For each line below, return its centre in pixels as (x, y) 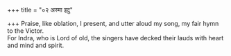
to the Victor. (26, 31)
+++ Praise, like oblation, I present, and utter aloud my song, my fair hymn (113, 24)
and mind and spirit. (36, 45)
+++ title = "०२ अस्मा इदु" (40, 10)
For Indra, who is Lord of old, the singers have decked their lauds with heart (115, 38)
